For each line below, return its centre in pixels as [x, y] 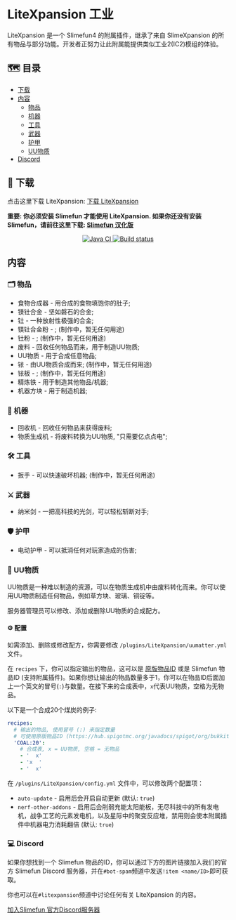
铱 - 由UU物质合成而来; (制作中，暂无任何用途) [85, 364]
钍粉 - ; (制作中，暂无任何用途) [62, 339]
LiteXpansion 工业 [61, 14]
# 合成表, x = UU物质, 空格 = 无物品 [70, 749]
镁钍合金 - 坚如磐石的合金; [55, 312]
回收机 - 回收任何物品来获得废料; [65, 427]
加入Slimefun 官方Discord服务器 [54, 909]
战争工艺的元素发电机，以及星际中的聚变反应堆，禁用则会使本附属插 [128, 815]
